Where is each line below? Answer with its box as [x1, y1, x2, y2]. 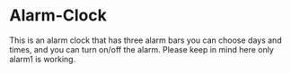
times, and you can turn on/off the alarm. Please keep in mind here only [9, 44, 274, 54]
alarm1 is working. [9, 53, 76, 64]
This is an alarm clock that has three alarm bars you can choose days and [9, 35, 282, 45]
